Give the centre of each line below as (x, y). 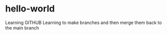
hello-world (30, 9)
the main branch (22, 27)
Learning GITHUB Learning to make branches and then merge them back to (83, 22)
